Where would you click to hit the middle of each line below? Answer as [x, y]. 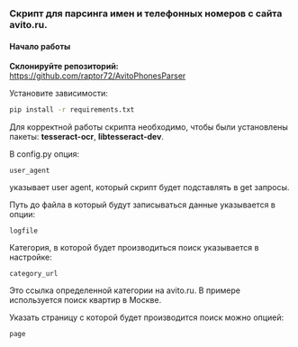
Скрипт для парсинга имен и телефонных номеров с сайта [146, 14]
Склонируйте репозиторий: [64, 67]
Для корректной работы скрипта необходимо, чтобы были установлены [149, 127]
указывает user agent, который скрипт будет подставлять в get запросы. [149, 187]
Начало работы [40, 46]
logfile [24, 231]
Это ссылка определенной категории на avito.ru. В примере [125, 290]
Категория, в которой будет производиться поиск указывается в [134, 247]
